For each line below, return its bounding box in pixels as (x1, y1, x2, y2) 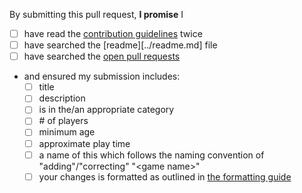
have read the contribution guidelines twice (23, 28, 203, 39)
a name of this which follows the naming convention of (38, 149, 265, 161)
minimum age (38, 126, 96, 138)
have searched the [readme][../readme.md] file (23, 39, 218, 51)
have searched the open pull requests (23, 50, 181, 63)
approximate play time (38, 137, 131, 149)
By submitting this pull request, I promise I (9, 9, 184, 20)
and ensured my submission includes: (23, 70, 181, 83)
